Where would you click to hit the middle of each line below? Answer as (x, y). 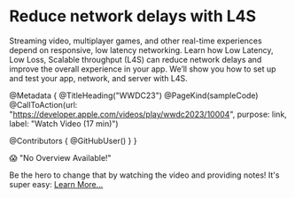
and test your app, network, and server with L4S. (98, 78)
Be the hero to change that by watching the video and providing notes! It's (144, 175)
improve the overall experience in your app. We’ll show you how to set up (143, 69)
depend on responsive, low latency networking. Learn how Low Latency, (141, 49)
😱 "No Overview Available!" (61, 157)
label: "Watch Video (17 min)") (64, 123)
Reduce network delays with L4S (133, 16)
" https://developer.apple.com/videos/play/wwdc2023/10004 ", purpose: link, (148, 114)
